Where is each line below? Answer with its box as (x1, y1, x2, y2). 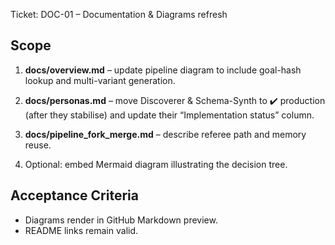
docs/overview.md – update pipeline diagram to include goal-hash (24, 64, 302, 76)
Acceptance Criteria (10, 187, 139, 204)
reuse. (24, 139, 52, 151)
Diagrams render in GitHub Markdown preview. (24, 214, 218, 226)
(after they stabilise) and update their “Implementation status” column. (24, 109, 315, 121)
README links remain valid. (24, 224, 139, 236)
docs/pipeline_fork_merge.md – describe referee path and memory (24, 128, 307, 140)
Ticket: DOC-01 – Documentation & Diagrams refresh (10, 9, 228, 20)
